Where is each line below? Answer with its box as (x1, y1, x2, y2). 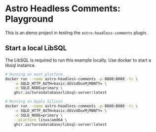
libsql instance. (5, 62, 36, 68)
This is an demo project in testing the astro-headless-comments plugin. (5, 30, 148, 35)
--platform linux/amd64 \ (14, 117, 68, 122)
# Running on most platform (5, 72, 63, 77)
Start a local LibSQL (5, 44, 67, 52)
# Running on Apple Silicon (5, 99, 63, 104)
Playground (5, 13, 53, 25)
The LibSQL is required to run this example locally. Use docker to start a (5, 57, 152, 63)
